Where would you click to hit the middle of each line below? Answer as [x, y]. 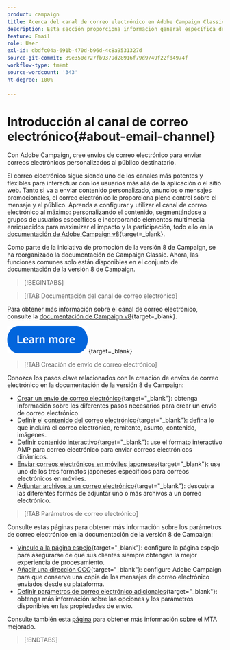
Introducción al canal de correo [98, 122]
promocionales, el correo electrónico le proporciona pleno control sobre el [112, 198]
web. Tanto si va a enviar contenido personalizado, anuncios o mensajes [110, 190]
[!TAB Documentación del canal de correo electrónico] [101, 296]
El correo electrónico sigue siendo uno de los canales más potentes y [105, 176]
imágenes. [31, 435]
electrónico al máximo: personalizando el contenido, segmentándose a [107, 212]
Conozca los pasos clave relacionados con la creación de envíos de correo [113, 378]
